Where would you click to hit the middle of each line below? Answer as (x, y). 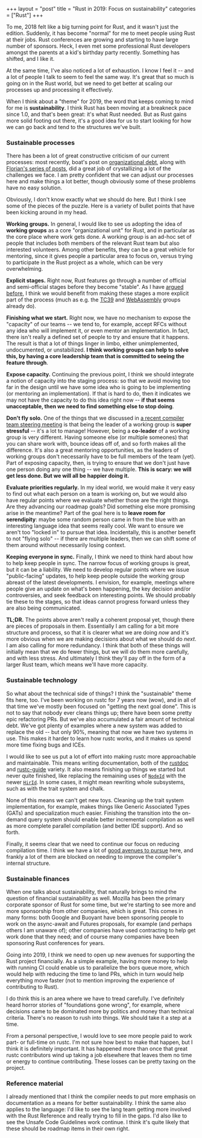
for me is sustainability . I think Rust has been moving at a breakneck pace (99, 108)
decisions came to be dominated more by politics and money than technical (100, 1011)
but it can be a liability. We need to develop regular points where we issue (98, 570)
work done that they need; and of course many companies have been (93, 937)
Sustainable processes (41, 142)
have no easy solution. (34, 188)
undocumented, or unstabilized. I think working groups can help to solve (97, 350)
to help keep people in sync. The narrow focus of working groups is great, (98, 563)
